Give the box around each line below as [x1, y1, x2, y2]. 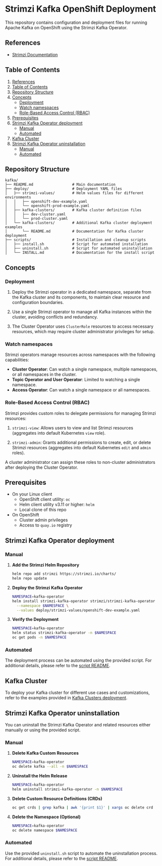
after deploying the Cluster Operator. [5, 464, 78, 470]
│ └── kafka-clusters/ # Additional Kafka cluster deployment [5, 220, 152, 226]
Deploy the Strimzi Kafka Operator [12, 584, 83, 590]
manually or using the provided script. [5, 727, 81, 733]
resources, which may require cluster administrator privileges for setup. [12, 329, 155, 335]
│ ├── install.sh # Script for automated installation [5, 242, 148, 247]
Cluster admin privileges [19, 517, 68, 523]
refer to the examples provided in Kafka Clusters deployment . [5, 695, 128, 701]
